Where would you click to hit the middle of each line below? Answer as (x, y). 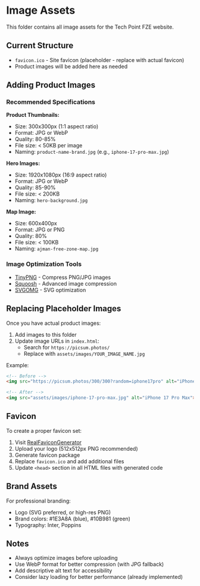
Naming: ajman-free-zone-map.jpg (57, 249)
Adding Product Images (51, 85)
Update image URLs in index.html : (57, 341)
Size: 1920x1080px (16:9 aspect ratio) (61, 175)
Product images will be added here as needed (71, 66)
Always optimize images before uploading (66, 558)
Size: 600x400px (36, 224)
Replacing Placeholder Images (64, 308)
